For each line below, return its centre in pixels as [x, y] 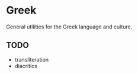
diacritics [26, 66]
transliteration [32, 59]
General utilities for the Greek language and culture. [69, 27]
